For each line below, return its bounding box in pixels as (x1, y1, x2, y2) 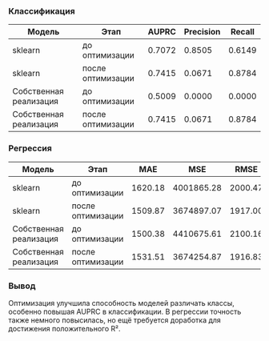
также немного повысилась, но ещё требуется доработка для (8, 315, 222, 325)
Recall (231, 26, 255, 38)
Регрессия (8, 142, 52, 154)
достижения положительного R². (8, 323, 121, 333)
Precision (183, 26, 221, 38)
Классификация (8, 6, 75, 17)
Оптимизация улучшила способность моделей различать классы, (8, 298, 235, 307)
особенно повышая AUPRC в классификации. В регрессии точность (8, 307, 242, 316)
